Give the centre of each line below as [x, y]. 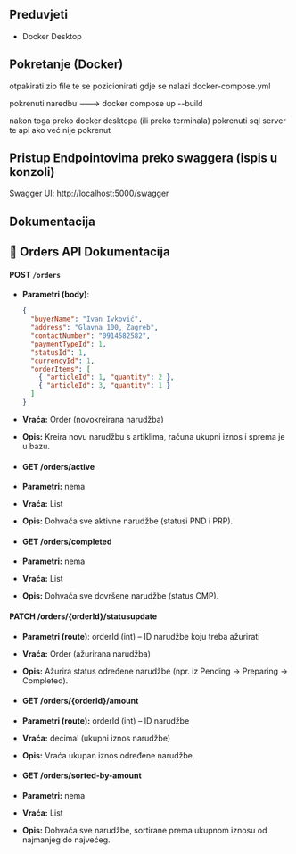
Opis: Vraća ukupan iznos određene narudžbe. [108, 755]
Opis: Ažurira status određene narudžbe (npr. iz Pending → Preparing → [155, 671]
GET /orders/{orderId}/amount [80, 701]
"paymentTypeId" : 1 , [69, 344]
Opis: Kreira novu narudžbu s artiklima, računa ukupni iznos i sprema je [153, 436]
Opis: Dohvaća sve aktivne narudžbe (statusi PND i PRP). [127, 521]
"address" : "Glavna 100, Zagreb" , [95, 328]
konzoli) [32, 172]
